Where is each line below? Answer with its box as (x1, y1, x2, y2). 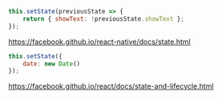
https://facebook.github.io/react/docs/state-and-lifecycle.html (8, 81, 214, 91)
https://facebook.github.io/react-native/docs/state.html (8, 37, 191, 46)
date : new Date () (22, 60, 81, 68)
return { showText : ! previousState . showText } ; (22, 14, 184, 23)
